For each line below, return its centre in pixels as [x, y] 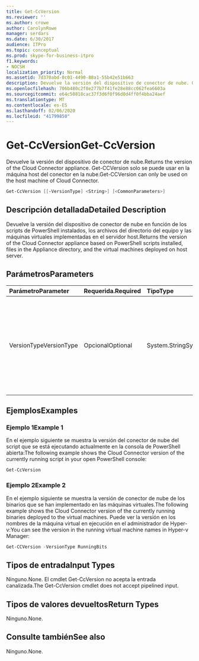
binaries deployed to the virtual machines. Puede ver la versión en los [91, 517]
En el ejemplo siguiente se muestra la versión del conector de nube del [93, 440]
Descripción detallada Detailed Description [86, 210]
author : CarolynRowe [32, 28]
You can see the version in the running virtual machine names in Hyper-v [99, 530]
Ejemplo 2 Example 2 [36, 485]
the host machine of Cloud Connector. [53, 180]
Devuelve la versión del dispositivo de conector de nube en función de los [97, 224]
